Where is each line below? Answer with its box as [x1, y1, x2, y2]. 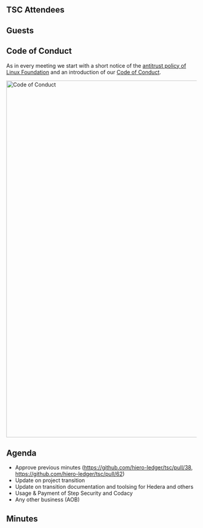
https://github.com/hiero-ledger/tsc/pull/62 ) [14, 471, 125, 478]
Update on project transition [14, 477, 85, 484]
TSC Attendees [6, 5, 65, 15]
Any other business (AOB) [14, 496, 80, 503]
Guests [6, 25, 34, 36]
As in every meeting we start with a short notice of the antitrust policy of [6, 62, 186, 69]
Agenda [6, 448, 37, 458]
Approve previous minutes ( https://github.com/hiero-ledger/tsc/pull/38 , [14, 464, 193, 471]
